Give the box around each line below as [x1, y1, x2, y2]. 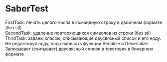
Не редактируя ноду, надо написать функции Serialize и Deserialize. [5, 40, 150, 46]
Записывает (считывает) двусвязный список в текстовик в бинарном [5, 46, 153, 52]
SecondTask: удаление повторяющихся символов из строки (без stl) [5, 30, 151, 36]
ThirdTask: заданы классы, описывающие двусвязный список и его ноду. [5, 35, 162, 41]
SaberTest [5, 3, 48, 14]
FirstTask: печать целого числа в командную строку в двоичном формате [5, 19, 163, 25]
